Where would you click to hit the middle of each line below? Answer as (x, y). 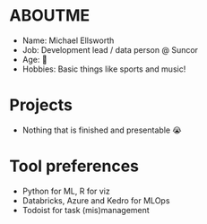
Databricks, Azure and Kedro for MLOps (96, 200)
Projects (41, 105)
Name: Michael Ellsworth (68, 40)
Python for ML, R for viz (66, 191)
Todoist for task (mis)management (86, 210)
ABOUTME (50, 16)
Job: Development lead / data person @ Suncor (110, 49)
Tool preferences (74, 166)
